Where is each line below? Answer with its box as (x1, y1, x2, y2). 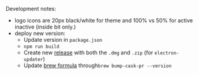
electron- (154, 50, 180, 56)
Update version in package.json (23, 36, 103, 43)
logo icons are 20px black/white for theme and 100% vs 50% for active (14, 17, 193, 24)
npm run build (23, 44, 60, 50)
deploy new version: (14, 30, 66, 37)
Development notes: (5, 5, 57, 12)
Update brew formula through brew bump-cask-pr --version (23, 62, 172, 69)
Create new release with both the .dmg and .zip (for (23, 49, 153, 56)
